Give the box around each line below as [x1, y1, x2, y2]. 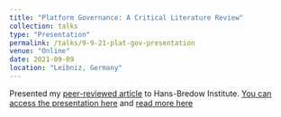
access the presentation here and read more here [9, 97, 194, 108]
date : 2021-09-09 [9, 55, 75, 64]
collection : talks [9, 22, 78, 31]
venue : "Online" [9, 47, 70, 56]
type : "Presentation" [9, 30, 91, 39]
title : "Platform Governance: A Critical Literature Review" [9, 13, 244, 22]
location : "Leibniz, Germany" [9, 64, 123, 73]
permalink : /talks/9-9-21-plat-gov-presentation [9, 38, 195, 48]
